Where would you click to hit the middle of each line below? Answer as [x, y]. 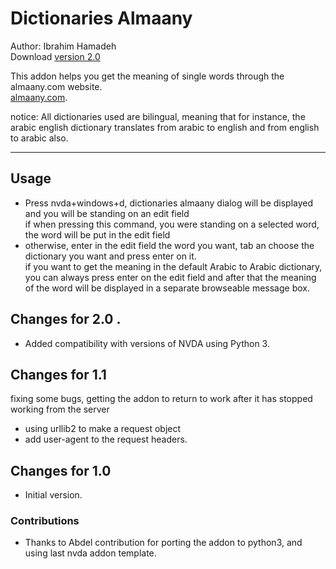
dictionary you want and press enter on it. [110, 256]
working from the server [60, 409]
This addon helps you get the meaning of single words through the [147, 76]
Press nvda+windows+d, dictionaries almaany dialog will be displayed [169, 203]
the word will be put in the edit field [97, 234]
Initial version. [53, 495]
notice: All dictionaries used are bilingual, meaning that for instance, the [158, 116]
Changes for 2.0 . [66, 319]
